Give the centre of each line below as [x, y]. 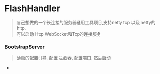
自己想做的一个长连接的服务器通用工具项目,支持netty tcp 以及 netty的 [86, 22]
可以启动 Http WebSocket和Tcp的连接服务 [59, 34]
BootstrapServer [25, 47]
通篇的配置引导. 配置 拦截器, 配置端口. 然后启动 [63, 58]
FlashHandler [32, 9]
